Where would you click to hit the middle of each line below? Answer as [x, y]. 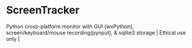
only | [13, 39]
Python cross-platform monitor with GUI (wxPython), [70, 26]
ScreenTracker [43, 10]
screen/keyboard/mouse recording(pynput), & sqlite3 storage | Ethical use [96, 32]
